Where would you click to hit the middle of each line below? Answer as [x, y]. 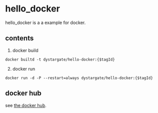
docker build [25, 50]
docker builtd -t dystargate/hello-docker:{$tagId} [60, 59]
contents [19, 38]
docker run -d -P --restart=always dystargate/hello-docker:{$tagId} [79, 78]
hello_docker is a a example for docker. [45, 22]
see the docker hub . [26, 105]
